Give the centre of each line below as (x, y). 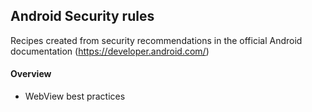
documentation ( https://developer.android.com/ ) (110, 51)
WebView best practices (75, 96)
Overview (31, 74)
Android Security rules (82, 16)
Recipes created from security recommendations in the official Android (156, 40)
